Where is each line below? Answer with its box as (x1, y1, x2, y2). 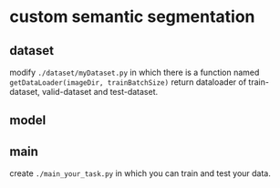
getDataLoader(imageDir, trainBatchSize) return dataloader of (9, 77, 247, 88)
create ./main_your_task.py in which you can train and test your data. (9, 168, 271, 179)
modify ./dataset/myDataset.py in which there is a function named (9, 67, 260, 78)
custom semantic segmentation (9, 6, 255, 27)
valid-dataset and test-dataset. (42, 87, 159, 97)
